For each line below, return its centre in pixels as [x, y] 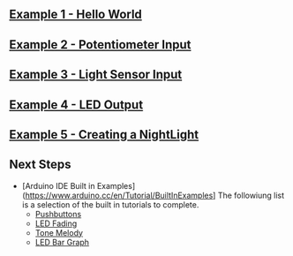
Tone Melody [59, 232]
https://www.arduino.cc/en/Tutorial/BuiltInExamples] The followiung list [155, 195]
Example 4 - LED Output [76, 105]
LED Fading [56, 223]
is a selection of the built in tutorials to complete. [110, 204]
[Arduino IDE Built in [58, 185]
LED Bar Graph [62, 242]
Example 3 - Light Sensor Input [96, 75]
